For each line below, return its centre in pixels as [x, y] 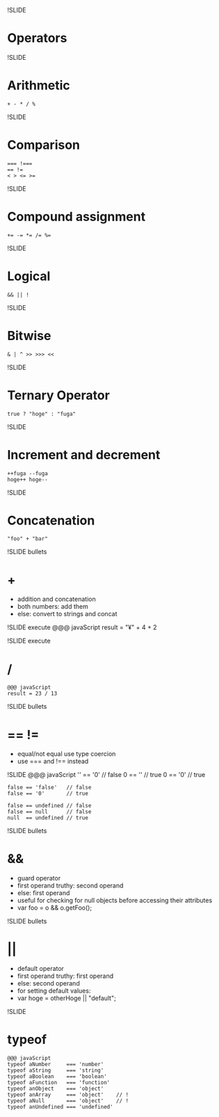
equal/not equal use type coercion [66, 754]
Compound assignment [76, 217]
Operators [37, 38]
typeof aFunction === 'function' [59, 1083]
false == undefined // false [49, 806]
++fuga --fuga [28, 473]
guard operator [39, 878]
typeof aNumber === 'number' [56, 1064]
